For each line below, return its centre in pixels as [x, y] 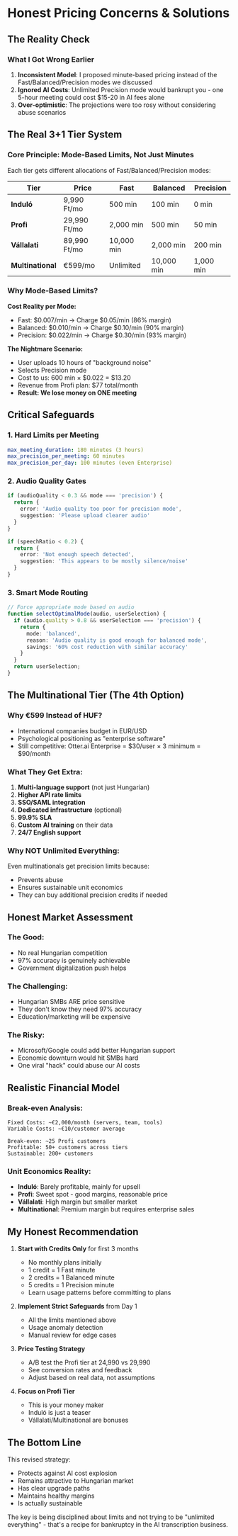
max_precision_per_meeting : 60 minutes [66, 456]
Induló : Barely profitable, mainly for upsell [79, 1187]
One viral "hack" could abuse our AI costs [79, 1066]
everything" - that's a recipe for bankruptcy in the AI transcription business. [118, 1525]
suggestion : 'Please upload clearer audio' [85, 516]
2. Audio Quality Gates [47, 481]
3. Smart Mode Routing [48, 592]
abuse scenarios [42, 112]
